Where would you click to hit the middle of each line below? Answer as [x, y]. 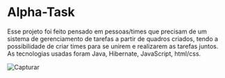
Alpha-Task [41, 12]
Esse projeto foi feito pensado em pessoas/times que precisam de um [107, 31]
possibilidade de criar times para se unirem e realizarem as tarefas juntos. [113, 46]
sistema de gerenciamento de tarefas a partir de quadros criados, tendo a [113, 38]
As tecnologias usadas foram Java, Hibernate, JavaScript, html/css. [104, 54]
